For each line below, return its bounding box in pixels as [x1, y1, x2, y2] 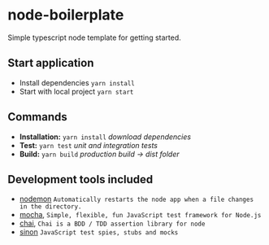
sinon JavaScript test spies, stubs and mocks [19, 227, 179, 237]
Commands [7, 110, 68, 124]
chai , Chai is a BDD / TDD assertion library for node [19, 218, 206, 229]
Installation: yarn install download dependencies [19, 132, 192, 142]
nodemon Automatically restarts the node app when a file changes [19, 194, 254, 204]
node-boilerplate [7, 6, 124, 24]
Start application [7, 56, 94, 70]
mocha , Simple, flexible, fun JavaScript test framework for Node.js [19, 210, 262, 220]
